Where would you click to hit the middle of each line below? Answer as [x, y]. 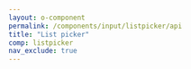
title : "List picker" [49, 34]
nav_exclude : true [43, 51]
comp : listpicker [41, 43]
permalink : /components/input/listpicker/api [95, 26]
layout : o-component [47, 17]
